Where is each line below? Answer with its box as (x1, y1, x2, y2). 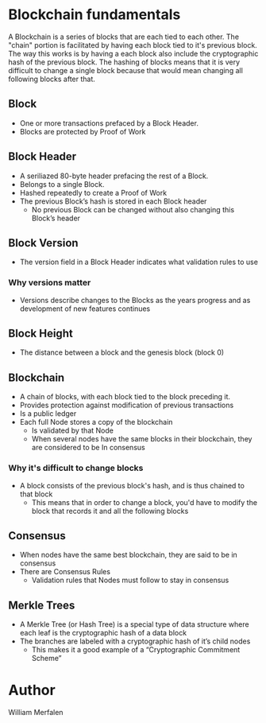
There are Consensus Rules (19, 567, 111, 577)
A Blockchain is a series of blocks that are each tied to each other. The (8, 32, 240, 41)
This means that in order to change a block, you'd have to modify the (31, 497, 258, 507)
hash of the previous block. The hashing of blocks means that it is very (8, 57, 241, 67)
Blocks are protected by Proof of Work (19, 126, 146, 136)
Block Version (8, 236, 79, 250)
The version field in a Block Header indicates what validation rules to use (19, 257, 258, 267)
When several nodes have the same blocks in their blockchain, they (31, 434, 253, 444)
